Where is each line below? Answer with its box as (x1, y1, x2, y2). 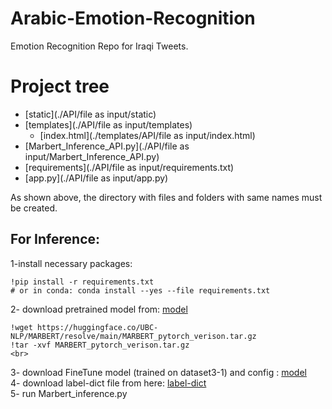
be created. (10, 202, 58, 214)
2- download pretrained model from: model (10, 303, 188, 315)
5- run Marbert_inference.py (10, 387, 128, 399)
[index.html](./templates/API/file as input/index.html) (39, 129, 256, 141)
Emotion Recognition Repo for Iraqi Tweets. (10, 40, 189, 52)
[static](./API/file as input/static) (24, 108, 157, 120)
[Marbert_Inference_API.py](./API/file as (24, 140, 190, 152)
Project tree (10, 75, 110, 98)
